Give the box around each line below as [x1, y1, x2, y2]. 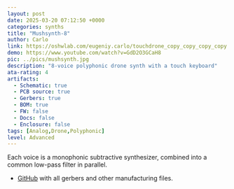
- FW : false [13, 108, 49, 115]
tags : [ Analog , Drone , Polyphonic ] [7, 127, 105, 134]
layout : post [7, 10, 46, 17]
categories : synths [7, 23, 64, 30]
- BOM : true [13, 101, 49, 108]
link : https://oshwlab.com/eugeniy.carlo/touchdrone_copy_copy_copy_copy [7, 43, 228, 50]
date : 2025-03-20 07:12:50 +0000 [7, 17, 105, 24]
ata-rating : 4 [7, 69, 49, 76]
